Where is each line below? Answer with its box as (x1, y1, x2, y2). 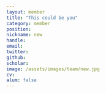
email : (6, 43, 23, 50)
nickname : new (6, 32, 43, 38)
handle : (6, 37, 26, 43)
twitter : (6, 49, 29, 55)
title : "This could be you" (6, 15, 78, 21)
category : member (6, 20, 51, 26)
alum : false (6, 77, 37, 83)
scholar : (6, 60, 29, 66)
